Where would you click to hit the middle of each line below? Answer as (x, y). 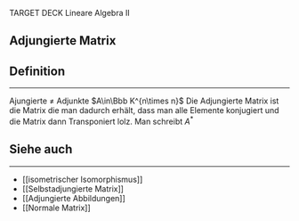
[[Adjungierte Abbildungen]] (74, 198)
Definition (37, 71)
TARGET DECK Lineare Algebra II (70, 13)
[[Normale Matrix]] (56, 208)
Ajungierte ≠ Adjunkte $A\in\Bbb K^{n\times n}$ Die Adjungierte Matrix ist (144, 101)
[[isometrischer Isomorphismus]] (82, 179)
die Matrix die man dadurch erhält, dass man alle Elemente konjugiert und (144, 110)
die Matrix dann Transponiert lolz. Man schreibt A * (101, 121)
